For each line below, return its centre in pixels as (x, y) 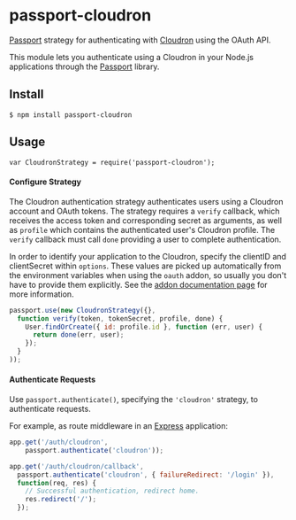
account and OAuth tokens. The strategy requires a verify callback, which (144, 211)
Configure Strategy (46, 182)
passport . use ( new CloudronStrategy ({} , (83, 310)
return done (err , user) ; (78, 335)
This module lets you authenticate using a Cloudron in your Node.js (132, 57)
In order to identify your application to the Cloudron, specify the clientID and (148, 256)
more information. (42, 294)
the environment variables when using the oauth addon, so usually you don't (148, 275)
